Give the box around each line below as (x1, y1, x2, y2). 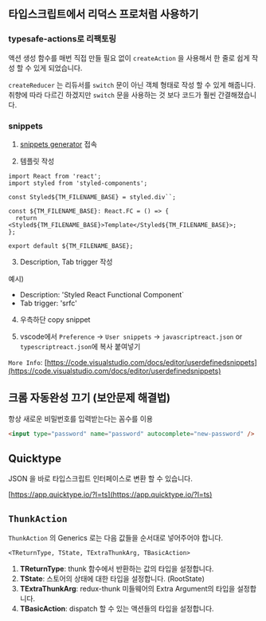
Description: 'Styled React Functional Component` (19, 289, 185, 299)
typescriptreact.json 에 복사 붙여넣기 (19, 341, 141, 351)
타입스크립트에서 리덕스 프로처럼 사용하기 (8, 7, 199, 22)
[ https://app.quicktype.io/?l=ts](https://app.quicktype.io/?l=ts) (8, 489, 213, 500)
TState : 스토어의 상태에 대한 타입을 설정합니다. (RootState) (19, 574, 205, 584)
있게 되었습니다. (33, 63, 83, 73)
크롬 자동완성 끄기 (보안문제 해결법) (8, 391, 171, 405)
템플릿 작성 (19, 156, 55, 166)
